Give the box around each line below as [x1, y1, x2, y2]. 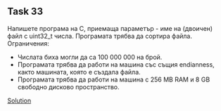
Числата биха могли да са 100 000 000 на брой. [17, 53, 163, 61]
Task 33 [7, 6, 44, 18]
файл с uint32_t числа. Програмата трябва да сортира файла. [7, 32, 192, 40]
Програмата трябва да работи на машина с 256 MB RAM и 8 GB [17, 75, 210, 84]
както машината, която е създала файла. [17, 67, 141, 76]
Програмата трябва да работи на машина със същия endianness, [17, 60, 215, 69]
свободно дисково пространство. [17, 82, 120, 91]
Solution [7, 96, 32, 105]
